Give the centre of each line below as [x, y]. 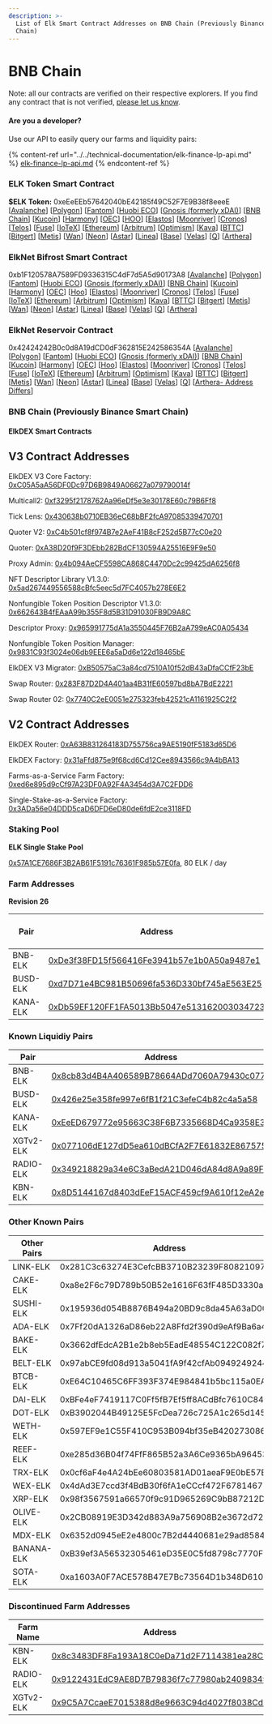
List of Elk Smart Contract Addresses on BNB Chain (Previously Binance [141, 24]
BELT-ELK [32, 1363]
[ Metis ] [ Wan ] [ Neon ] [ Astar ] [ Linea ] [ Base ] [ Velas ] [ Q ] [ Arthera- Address [131, 383]
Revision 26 [29, 901]
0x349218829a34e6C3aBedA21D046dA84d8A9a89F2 [160, 1170]
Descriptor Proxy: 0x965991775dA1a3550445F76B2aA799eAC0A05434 [129, 627]
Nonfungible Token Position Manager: [72, 643]
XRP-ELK [30, 1499]
